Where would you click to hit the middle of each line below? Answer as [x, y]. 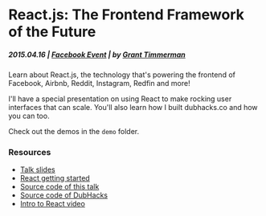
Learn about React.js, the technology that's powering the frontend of [122, 75]
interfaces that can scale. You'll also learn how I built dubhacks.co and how [133, 108]
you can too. [29, 116]
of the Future [52, 32]
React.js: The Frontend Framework [127, 15]
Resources [30, 153]
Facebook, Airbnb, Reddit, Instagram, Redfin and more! [99, 84]
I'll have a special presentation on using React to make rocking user [120, 99]
